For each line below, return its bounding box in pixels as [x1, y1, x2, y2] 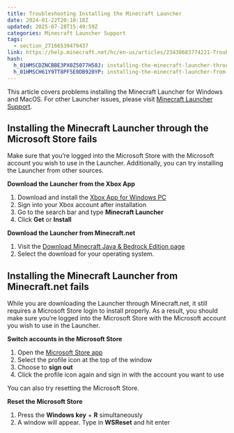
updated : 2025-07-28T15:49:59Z [7, 23, 98, 30]
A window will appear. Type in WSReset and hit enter [17, 418, 171, 427]
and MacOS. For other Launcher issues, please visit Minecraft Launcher [7, 95, 213, 103]
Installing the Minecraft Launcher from [7, 270, 178, 281]
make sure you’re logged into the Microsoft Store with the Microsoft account [7, 314, 226, 322]
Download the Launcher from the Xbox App [7, 180, 136, 188]
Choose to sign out [17, 363, 73, 372]
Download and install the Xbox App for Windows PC [17, 193, 166, 202]
